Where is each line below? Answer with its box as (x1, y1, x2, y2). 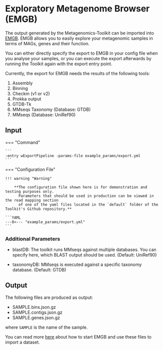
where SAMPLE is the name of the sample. (5, 324, 88, 330)
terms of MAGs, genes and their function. (5, 40, 90, 46)
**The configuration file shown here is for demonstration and (14, 184, 148, 189)
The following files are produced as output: (5, 294, 93, 300)
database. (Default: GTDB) (12, 267, 66, 273)
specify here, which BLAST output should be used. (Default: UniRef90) (12, 252, 157, 258)
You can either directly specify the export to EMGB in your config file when (5, 50, 158, 56)
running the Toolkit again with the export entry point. (5, 61, 112, 67)
